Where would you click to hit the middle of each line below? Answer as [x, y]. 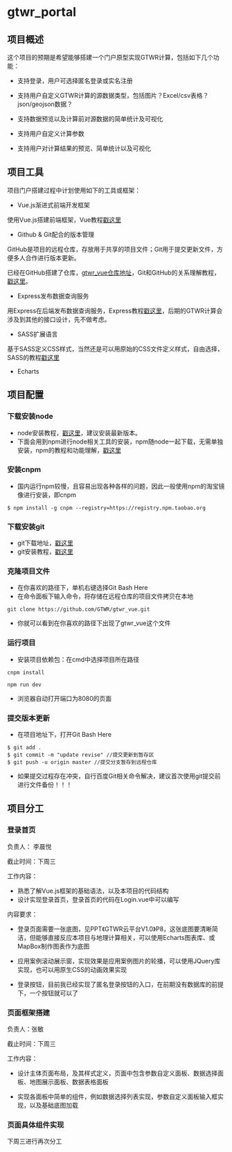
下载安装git [26, 526]
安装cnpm [24, 470]
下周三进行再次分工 [35, 1142]
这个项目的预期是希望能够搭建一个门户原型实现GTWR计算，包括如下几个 [110, 57]
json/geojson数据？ [45, 104]
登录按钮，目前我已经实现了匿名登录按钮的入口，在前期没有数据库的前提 [120, 984]
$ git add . [24, 747]
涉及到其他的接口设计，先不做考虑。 [59, 319]
